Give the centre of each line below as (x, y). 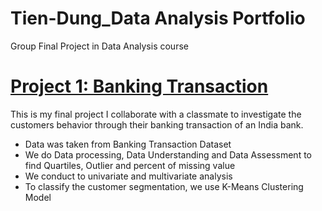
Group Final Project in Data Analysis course (99, 46)
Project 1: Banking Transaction (139, 86)
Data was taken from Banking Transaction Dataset (128, 144)
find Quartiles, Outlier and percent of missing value (130, 165)
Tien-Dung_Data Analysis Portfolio (158, 18)
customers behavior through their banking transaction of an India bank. (157, 124)
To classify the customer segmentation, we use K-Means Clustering (164, 186)
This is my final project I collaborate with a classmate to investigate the (156, 114)
